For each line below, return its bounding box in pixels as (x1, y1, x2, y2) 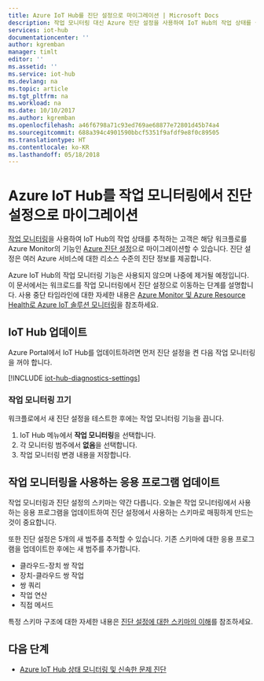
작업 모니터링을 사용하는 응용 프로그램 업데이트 (8, 476, 220, 489)
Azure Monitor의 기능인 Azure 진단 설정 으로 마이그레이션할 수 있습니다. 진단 (8, 244, 244, 254)
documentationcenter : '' (8, 33, 90, 42)
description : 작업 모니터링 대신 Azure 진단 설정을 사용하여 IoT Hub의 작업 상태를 (8, 19, 252, 27)
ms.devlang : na (8, 77, 58, 85)
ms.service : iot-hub (8, 70, 76, 78)
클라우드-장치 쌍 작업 (19, 561, 85, 571)
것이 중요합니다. (8, 517, 57, 527)
